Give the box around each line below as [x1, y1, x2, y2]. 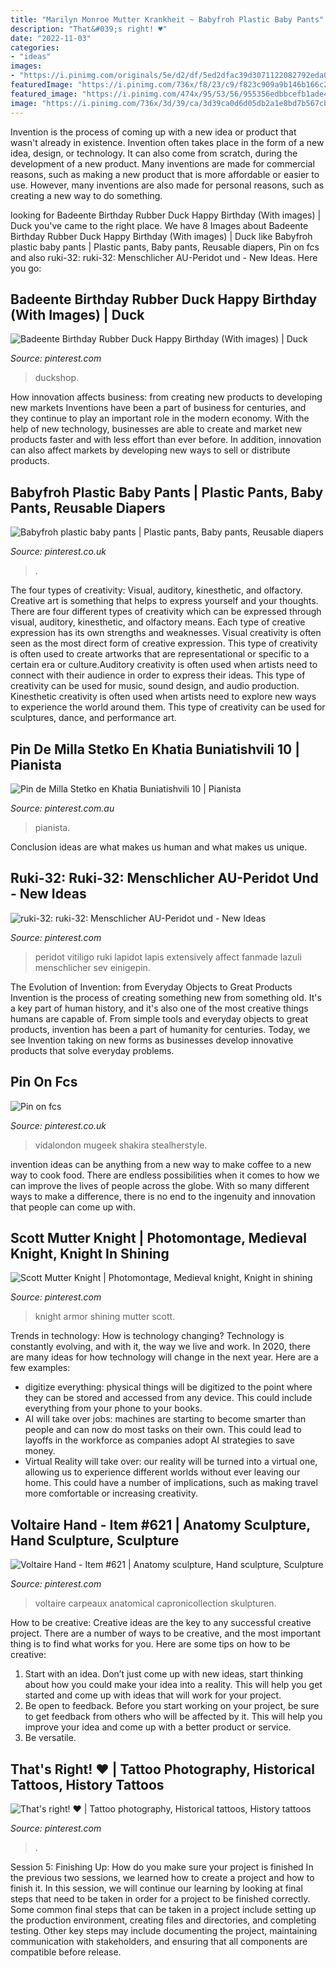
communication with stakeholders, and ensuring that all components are [10, 1936, 308, 1947]
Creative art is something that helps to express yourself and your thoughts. [10, 595, 319, 607]
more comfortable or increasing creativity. [24, 1487, 199, 1500]
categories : [10, 42, 60, 53]
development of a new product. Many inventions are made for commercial [10, 157, 315, 170]
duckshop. [34, 372, 79, 384]
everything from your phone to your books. [24, 1402, 203, 1415]
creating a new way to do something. [10, 189, 163, 201]
